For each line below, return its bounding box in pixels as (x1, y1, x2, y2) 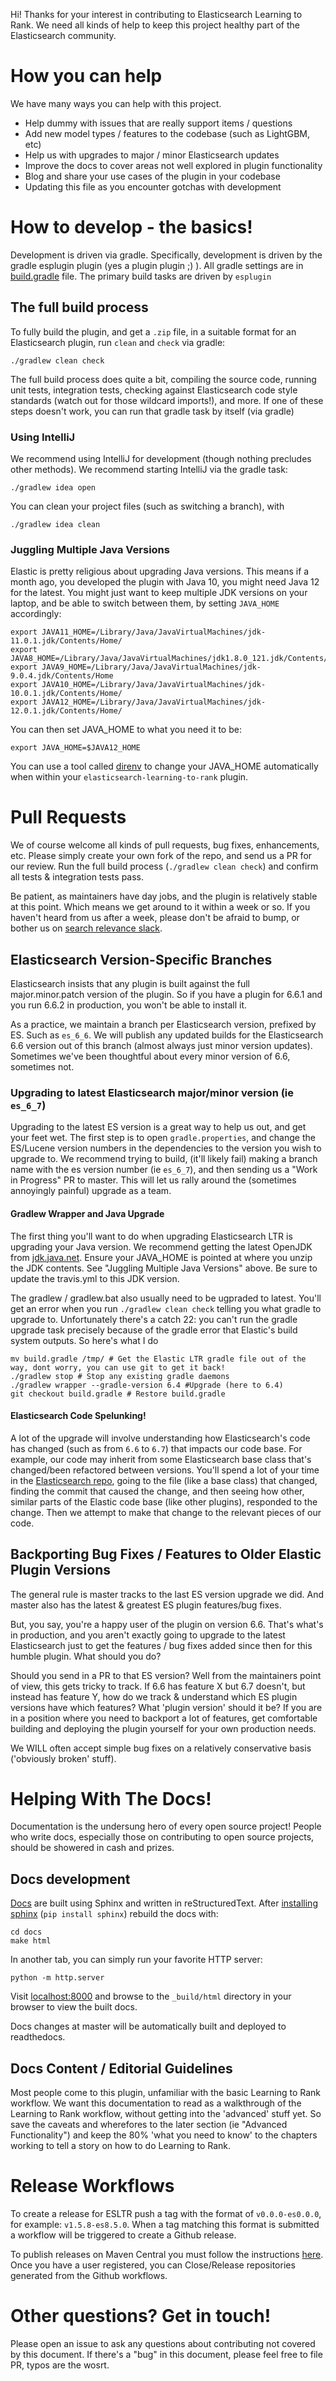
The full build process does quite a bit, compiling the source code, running (10, 373, 317, 385)
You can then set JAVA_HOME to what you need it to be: (10, 724, 242, 736)
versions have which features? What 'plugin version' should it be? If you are (10, 1701, 323, 1713)
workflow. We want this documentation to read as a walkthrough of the (10, 2097, 302, 2109)
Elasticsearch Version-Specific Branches (10, 951, 273, 968)
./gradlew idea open (10, 482, 97, 493)
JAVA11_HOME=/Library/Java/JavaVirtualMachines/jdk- (41, 627, 267, 638)
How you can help (10, 65, 163, 88)
